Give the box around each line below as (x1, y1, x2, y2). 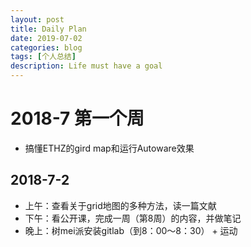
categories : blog (10, 42, 83, 53)
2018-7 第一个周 (10, 107, 145, 130)
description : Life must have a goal (10, 61, 163, 71)
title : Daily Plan (10, 24, 87, 34)
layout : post (10, 14, 65, 25)
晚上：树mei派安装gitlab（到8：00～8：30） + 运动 (24, 224, 238, 236)
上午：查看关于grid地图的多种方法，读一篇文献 (24, 199, 217, 211)
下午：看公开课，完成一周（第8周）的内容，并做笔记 (24, 212, 242, 224)
